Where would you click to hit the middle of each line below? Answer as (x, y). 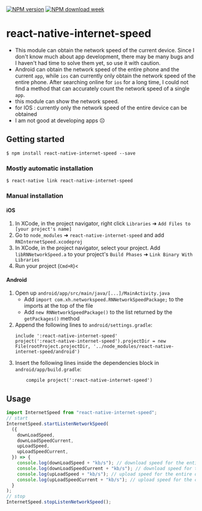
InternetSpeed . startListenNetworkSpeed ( (58, 424)
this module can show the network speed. (67, 101)
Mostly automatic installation (50, 168)
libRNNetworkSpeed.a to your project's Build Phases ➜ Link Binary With (104, 254)
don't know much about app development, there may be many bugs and (104, 57)
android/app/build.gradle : (48, 369)
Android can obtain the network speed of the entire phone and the (97, 69)
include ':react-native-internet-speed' (66, 336)
